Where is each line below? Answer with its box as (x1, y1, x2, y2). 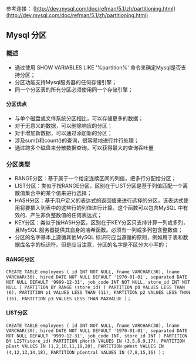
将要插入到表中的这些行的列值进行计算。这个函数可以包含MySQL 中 (19, 204, 183, 211)
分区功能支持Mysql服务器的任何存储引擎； (14, 78, 117, 85)
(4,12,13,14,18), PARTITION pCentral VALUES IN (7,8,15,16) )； (6, 349, 166, 355)
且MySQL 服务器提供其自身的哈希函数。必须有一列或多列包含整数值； (14, 226, 183, 234)
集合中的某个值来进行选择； (25, 190, 92, 197)
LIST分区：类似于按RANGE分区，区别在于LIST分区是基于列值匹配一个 (14, 182, 183, 190)
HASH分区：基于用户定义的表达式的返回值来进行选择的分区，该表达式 (14, 197, 184, 204)
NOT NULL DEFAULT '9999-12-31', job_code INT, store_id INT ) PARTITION (6, 333, 188, 339)
